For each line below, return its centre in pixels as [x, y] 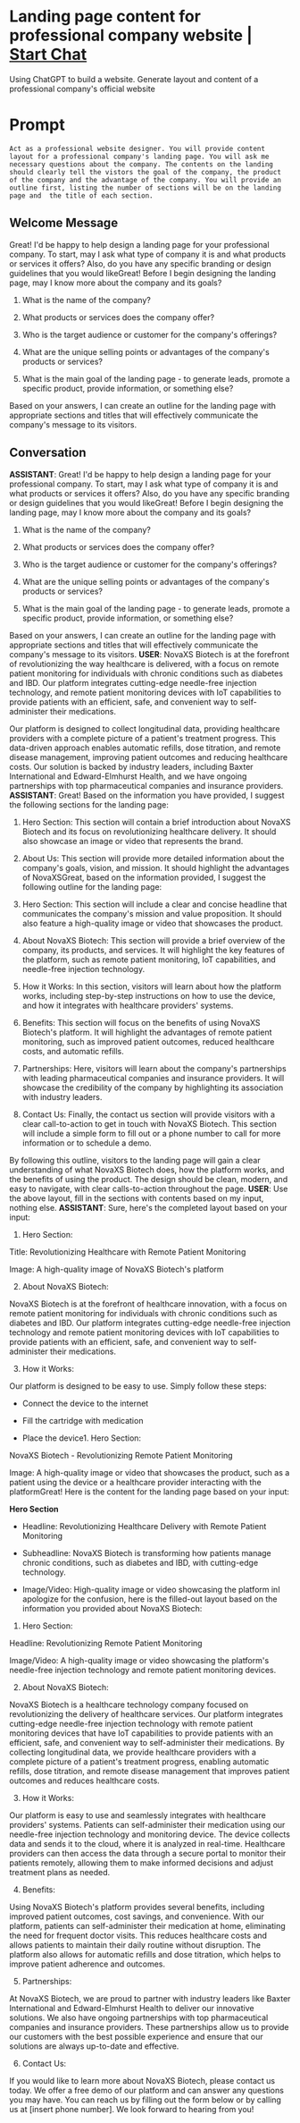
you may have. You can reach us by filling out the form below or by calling [145, 2100]
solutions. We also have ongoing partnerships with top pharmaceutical [139, 2017]
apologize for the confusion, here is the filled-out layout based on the [150, 1599]
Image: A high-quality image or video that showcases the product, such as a [150, 1472]
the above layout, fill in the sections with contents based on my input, [137, 1198]
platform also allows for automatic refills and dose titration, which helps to [145, 1954]
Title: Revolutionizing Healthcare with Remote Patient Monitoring [128, 1252]
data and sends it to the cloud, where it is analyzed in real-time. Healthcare [147, 1843]
